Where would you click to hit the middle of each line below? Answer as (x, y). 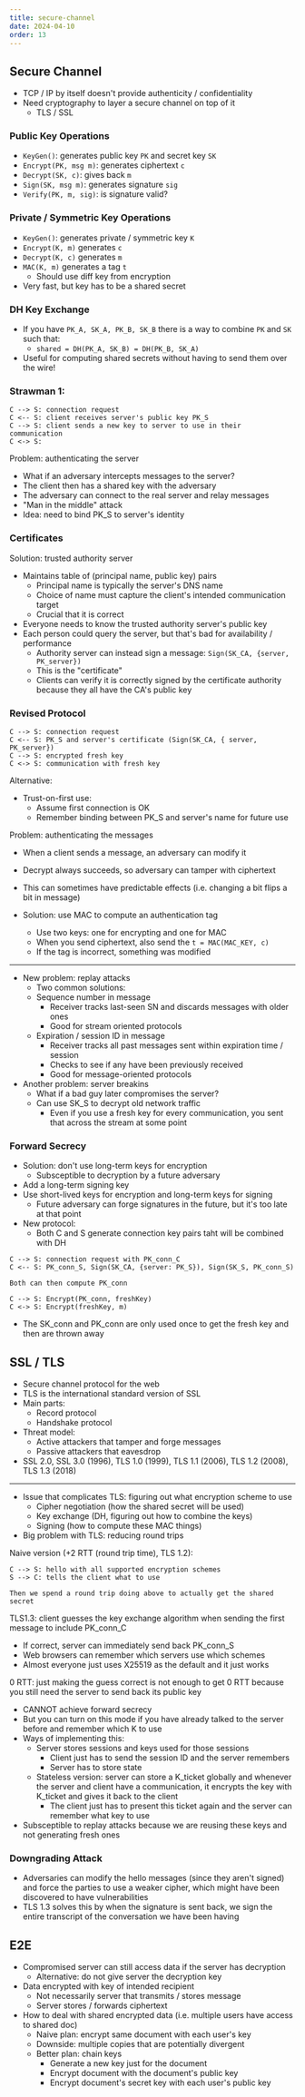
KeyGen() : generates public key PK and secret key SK (119, 156)
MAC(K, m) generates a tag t (74, 266)
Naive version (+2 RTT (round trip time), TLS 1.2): (101, 1553)
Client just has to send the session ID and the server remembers (170, 1758)
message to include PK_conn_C (68, 1628)
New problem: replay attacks (76, 977)
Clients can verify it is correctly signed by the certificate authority (159, 680)
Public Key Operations (60, 136)
